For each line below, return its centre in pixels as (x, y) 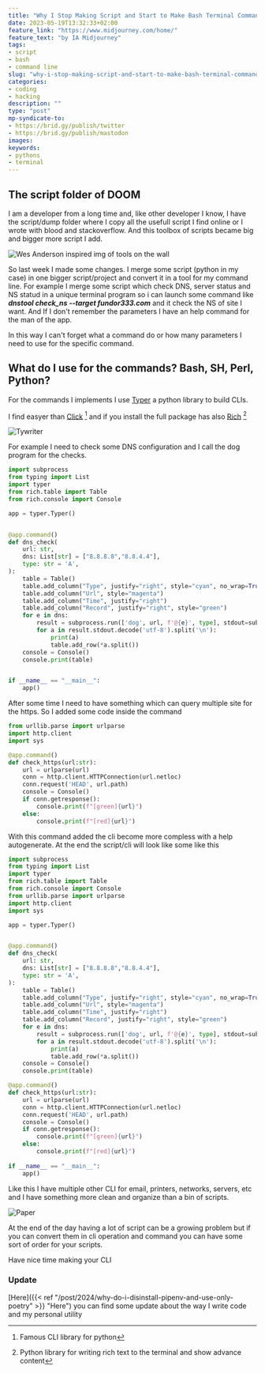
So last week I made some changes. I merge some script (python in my (123, 269)
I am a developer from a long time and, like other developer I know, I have (127, 213)
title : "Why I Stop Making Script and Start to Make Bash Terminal (121, 15)
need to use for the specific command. (71, 343)
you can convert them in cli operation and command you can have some (125, 1236)
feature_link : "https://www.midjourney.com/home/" (93, 30)
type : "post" (30, 111)
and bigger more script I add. (55, 239)
